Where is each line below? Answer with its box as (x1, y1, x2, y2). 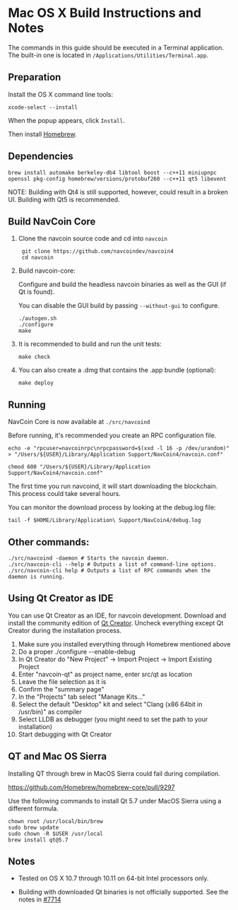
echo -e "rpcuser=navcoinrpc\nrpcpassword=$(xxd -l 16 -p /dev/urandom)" (8, 445, 230, 452)
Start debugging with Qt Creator (18, 730, 112, 738)
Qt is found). (18, 288, 55, 296)
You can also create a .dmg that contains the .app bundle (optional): (18, 366, 216, 374)
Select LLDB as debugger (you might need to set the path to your (18, 715, 208, 723)
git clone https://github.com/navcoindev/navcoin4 (21, 248, 174, 255)
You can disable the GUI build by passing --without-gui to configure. (18, 302, 220, 310)
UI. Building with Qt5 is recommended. (8, 195, 120, 203)
